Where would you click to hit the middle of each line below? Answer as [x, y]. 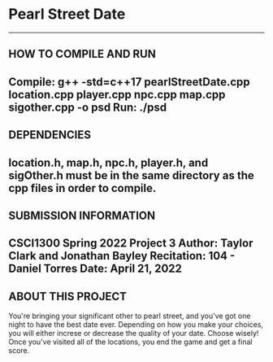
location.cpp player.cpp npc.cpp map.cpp [117, 94]
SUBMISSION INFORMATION [82, 215]
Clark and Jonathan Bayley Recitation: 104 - [122, 256]
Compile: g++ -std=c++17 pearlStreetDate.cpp [129, 82]
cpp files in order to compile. [82, 188]
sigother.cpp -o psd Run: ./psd [88, 107]
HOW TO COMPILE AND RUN [82, 54]
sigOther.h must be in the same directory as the [131, 175]
